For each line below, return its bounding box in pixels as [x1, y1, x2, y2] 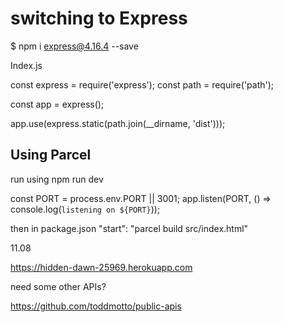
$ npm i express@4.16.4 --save [10, 40, 139, 52]
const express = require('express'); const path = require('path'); [10, 78, 275, 91]
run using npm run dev [10, 173, 104, 185]
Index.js [10, 59, 43, 71]
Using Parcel [10, 147, 92, 164]
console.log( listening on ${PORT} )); [10, 203, 161, 215]
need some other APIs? [10, 280, 107, 292]
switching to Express [10, 7, 188, 30]
